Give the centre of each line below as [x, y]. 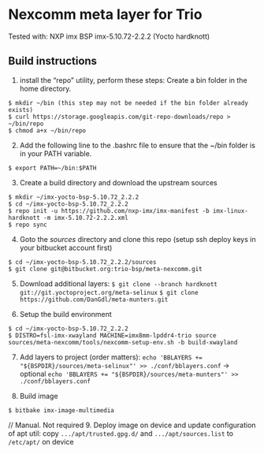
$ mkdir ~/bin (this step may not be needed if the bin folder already [128, 103]
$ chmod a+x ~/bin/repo [47, 130]
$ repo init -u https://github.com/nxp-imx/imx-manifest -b [109, 210]
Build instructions [52, 61]
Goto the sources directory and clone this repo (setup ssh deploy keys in [138, 239]
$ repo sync [28, 225]
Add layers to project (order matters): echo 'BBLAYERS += [111, 357]
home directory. [45, 88]
